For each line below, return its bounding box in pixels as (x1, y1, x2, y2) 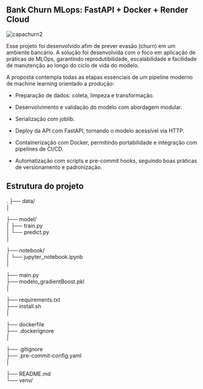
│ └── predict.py (6, 228, 50, 236)
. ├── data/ (6, 197, 35, 204)
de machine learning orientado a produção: (6, 80, 115, 87)
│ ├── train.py (6, 222, 43, 229)
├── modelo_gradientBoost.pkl (6, 278, 85, 285)
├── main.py (6, 271, 39, 278)
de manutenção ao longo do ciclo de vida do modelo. (6, 61, 139, 69)
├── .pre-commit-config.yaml (6, 352, 82, 359)
